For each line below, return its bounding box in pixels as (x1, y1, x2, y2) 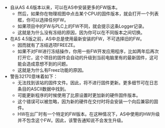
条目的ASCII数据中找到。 (17, 86, 69, 92)
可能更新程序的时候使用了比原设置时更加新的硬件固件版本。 (17, 92, 141, 98)
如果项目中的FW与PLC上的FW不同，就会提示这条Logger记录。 (17, 23, 147, 29)
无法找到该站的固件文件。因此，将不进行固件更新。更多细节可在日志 (17, 80, 158, 85)
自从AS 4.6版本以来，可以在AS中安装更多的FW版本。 (10, 5, 120, 10)
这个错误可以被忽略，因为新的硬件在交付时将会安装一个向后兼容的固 (17, 98, 158, 104)
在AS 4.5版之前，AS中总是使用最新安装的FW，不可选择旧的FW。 (10, 36, 144, 42)
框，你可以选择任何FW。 (17, 17, 69, 23)
